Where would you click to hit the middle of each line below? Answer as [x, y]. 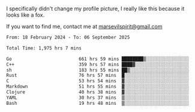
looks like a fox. [25, 15]
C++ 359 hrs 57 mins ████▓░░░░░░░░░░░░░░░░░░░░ [97, 64]
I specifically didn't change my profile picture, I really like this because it [95, 9]
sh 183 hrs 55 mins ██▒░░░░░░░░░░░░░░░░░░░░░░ [97, 70]
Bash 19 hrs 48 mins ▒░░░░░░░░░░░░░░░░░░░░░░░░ [97, 103]
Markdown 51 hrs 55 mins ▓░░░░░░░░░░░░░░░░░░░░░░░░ [97, 87]
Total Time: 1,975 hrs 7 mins [44, 48]
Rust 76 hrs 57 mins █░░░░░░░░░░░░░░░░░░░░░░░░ [97, 76]
